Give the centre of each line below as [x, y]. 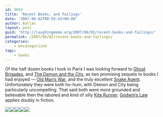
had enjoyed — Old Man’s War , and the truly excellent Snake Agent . [73, 79]
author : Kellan [21, 23]
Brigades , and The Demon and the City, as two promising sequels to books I [81, 74]
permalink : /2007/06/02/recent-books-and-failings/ [59, 37]
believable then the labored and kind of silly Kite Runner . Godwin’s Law [77, 95]
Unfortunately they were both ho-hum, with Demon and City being [72, 85]
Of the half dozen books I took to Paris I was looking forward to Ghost [75, 69]
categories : [17, 42]
